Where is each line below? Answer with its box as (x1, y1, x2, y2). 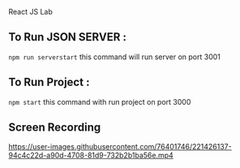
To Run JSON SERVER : (8, 30, 127, 44)
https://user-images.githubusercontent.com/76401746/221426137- (8, 142, 233, 152)
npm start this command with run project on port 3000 (8, 97, 191, 106)
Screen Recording (8, 121, 101, 135)
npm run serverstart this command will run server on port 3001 (8, 52, 221, 62)
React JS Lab (8, 7, 53, 16)
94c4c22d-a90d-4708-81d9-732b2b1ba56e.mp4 (8, 150, 174, 161)
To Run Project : (8, 75, 90, 89)
